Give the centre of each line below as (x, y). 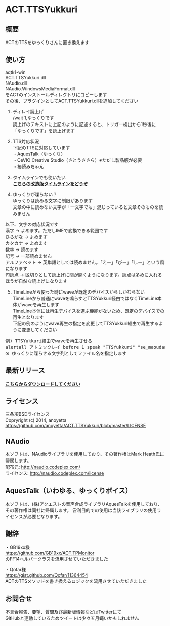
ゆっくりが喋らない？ (35, 194)
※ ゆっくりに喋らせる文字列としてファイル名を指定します (66, 353)
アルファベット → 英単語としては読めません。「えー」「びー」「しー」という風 (85, 262)
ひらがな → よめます (27, 237)
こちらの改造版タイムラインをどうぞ (50, 184)
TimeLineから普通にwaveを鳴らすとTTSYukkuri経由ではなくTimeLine (85, 298)
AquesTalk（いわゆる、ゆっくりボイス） (69, 491)
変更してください (39, 329)
